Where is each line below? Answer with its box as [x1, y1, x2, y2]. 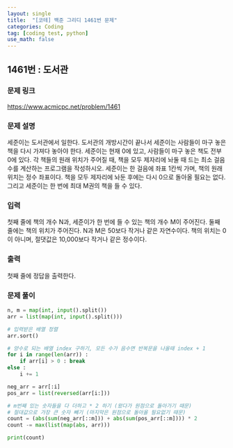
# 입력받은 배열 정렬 [7, 326, 58, 333]
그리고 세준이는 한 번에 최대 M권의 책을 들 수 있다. [7, 182, 143, 190]
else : [7, 365, 26, 371]
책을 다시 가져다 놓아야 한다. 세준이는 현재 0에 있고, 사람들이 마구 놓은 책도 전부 [7, 147, 223, 155]
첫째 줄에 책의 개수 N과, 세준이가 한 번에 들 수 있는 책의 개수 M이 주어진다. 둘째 [7, 218, 220, 226]
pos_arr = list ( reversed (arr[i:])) [7, 390, 111, 397]
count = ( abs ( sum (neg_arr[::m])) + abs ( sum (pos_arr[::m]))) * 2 [7, 415, 198, 422]
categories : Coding [7, 23, 64, 30]
